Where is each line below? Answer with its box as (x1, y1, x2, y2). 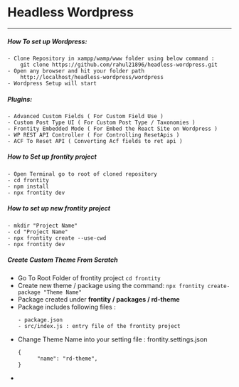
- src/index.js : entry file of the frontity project (17, 322, 181, 329)
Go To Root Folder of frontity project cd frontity (17, 273, 161, 282)
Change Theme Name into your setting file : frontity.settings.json (17, 335, 208, 344)
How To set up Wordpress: (7, 37, 87, 46)
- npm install (7, 183, 50, 190)
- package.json (17, 316, 63, 324)
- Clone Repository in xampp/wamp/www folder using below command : (7, 55, 215, 62)
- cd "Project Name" (7, 228, 69, 235)
